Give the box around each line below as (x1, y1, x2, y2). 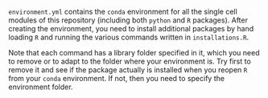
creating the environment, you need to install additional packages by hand (8, 24, 254, 33)
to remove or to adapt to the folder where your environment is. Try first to (8, 56, 251, 66)
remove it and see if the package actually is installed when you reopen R (8, 65, 248, 75)
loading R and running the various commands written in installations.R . (8, 32, 249, 42)
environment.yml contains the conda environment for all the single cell (8, 7, 237, 16)
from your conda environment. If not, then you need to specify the (8, 74, 225, 83)
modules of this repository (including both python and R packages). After (8, 15, 248, 25)
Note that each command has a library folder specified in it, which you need (8, 48, 260, 57)
